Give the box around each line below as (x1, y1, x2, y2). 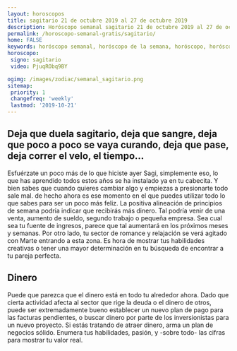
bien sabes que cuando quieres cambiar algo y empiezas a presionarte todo (7, 184, 229, 192)
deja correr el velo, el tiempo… (7, 150, 145, 162)
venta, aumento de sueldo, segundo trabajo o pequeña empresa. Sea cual (7, 213, 222, 222)
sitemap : (7, 82, 33, 89)
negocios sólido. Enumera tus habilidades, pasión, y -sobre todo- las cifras (7, 328, 226, 336)
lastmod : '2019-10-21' (10, 102, 78, 109)
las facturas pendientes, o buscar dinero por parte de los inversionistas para (7, 313, 229, 321)
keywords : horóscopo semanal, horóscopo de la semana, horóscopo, (7, 43, 207, 50)
